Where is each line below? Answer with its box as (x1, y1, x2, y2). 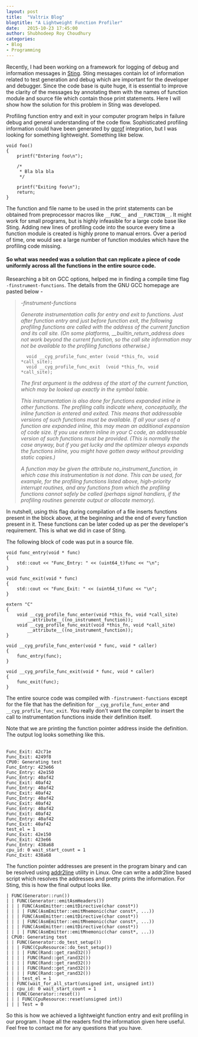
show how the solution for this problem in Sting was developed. (6, 101, 161, 108)
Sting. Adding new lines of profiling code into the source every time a (6, 223, 175, 230)
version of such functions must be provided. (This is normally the (20, 435, 180, 442)
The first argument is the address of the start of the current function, (20, 379, 189, 386)
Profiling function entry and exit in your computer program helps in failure (6, 112, 185, 119)
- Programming (6, 47, 41, 53)
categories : (6, 36, 35, 42)
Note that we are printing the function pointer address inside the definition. (6, 724, 188, 732)
